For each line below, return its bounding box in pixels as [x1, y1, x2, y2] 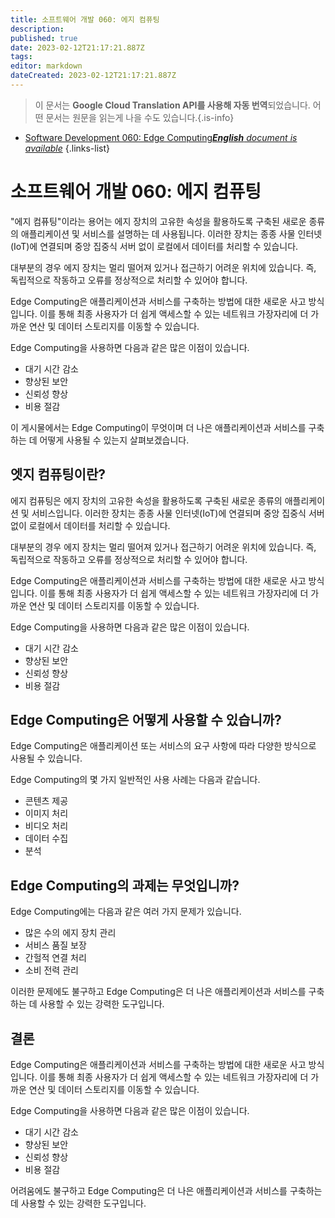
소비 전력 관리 [24, 964, 79, 976]
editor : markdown [10, 61, 83, 71]
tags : [10, 52, 33, 62]
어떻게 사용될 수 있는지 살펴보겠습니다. [39, 434, 190, 446]
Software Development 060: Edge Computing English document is [24, 131, 298, 143]
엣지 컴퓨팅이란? [10, 466, 106, 483]
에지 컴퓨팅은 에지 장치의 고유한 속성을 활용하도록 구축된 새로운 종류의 [10, 494, 283, 506]
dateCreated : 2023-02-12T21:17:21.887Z [10, 71, 177, 81]
